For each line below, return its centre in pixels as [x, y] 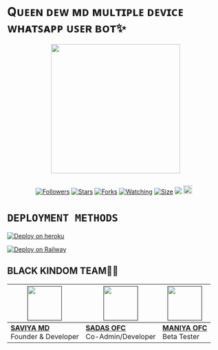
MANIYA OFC [185, 328]
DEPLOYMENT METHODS [63, 218]
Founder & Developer [45, 336]
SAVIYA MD [30, 328]
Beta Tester [181, 336]
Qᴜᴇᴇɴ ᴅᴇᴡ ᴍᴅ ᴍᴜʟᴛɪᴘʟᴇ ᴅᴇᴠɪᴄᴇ [95, 12]
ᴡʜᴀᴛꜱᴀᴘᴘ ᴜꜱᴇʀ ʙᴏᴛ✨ [67, 29]
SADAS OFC [106, 328]
